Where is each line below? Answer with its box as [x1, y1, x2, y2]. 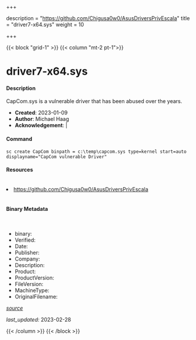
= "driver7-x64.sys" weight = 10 [6, 21, 84, 28]
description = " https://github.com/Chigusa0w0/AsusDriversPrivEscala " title [6, 15, 190, 21]
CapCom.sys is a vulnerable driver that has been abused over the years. [6, 98, 182, 105]
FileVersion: [14, 281, 44, 287]
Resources [6, 166, 34, 174]
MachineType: [14, 287, 50, 294]
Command [6, 135, 33, 142]
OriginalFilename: [14, 293, 58, 300]
